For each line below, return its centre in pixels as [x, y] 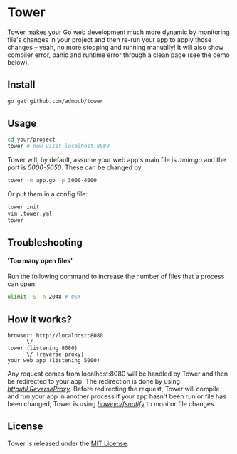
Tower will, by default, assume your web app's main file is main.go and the [117, 160]
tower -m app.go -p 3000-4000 [52, 181]
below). [19, 62]
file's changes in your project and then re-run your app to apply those [110, 39]
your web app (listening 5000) [54, 360]
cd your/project [31, 139]
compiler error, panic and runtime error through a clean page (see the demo [118, 55]
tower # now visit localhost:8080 [59, 147]
